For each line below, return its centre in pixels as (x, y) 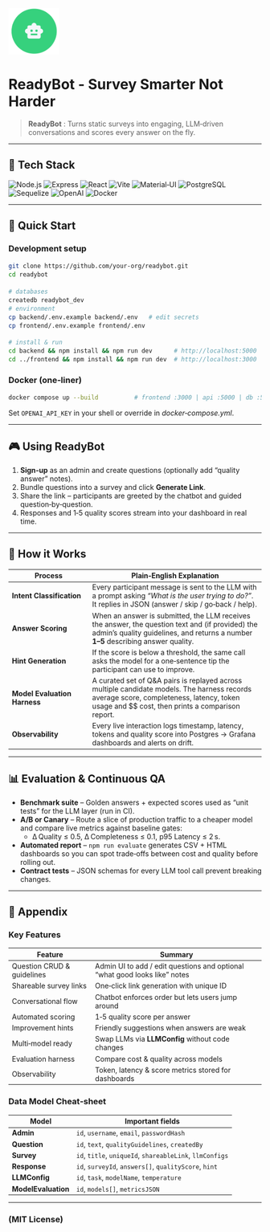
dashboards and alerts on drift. (143, 743)
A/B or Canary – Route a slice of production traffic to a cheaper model (136, 819)
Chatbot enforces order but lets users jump (166, 997)
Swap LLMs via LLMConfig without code (163, 1039)
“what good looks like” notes (142, 975)
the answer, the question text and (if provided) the (175, 624)
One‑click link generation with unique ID (161, 986)
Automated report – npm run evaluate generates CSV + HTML (123, 845)
